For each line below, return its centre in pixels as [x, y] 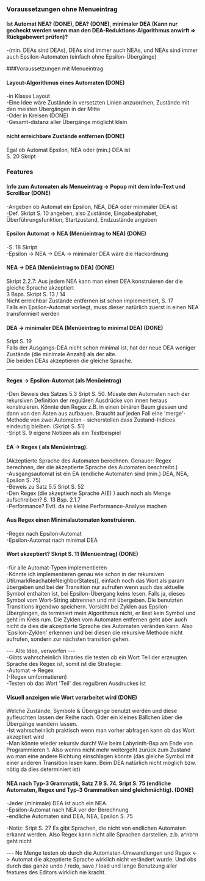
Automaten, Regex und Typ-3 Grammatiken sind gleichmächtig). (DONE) [100, 789]
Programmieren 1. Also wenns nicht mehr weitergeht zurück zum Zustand [99, 750]
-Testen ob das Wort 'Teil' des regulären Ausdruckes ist [76, 684]
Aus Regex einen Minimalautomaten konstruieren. [71, 520]
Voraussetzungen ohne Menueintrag [62, 9]
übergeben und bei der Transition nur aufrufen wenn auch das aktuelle [95, 587]
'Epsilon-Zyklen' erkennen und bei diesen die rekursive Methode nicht [95, 633]
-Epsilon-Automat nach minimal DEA [52, 540]
